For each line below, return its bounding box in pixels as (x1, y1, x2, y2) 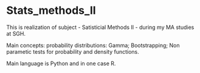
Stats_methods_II (6, 4, 96, 17)
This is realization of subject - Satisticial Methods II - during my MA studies (6, 24, 195, 31)
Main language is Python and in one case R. (6, 60, 116, 67)
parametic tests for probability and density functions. (6, 48, 140, 55)
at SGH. (6, 30, 26, 37)
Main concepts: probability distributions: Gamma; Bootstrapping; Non (6, 42, 180, 49)
